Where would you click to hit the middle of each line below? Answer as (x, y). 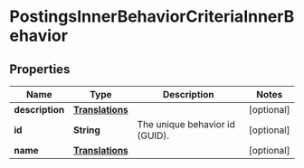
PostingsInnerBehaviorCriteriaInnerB (152, 17)
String (87, 130)
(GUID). (153, 135)
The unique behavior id (186, 124)
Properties (40, 69)
